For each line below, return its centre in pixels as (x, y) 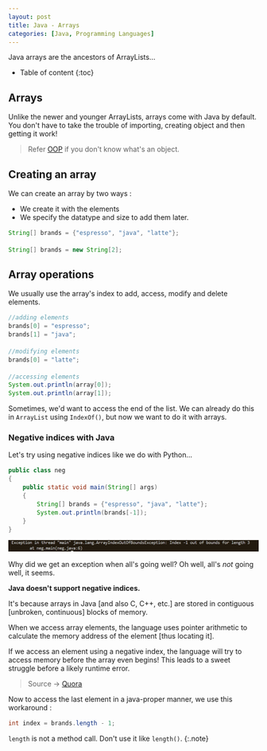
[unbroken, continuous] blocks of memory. (78, 612)
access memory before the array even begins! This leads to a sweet (119, 659)
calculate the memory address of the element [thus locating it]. (111, 636)
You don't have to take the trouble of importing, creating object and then (127, 125)
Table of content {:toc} (56, 72)
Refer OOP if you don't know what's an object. (104, 149)
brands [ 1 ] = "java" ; (43, 334)
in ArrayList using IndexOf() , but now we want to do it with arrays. (118, 417)
